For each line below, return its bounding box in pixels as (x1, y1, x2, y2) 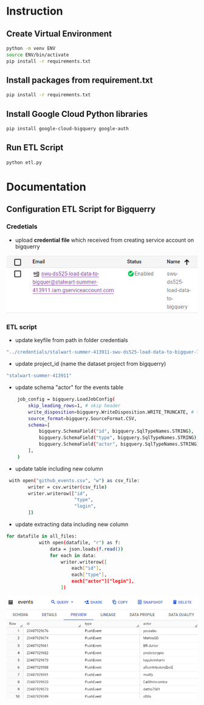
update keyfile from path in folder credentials (15, 337, 129, 344)
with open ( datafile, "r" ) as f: (38, 539, 121, 545)
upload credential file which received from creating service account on (15, 236, 194, 244)
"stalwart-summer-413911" (6, 373, 72, 379)
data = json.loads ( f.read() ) (49, 546, 123, 552)
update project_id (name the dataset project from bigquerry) (15, 360, 166, 368)
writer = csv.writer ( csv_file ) (28, 484, 107, 490)
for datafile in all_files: (6, 533, 78, 539)
